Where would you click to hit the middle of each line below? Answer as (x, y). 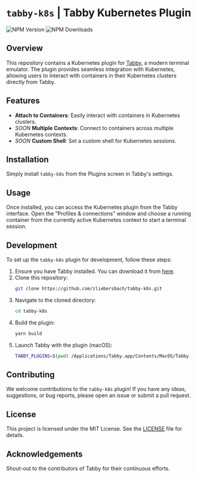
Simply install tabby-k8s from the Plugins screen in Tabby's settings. (90, 174)
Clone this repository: (41, 278)
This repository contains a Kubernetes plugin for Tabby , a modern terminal (98, 62)
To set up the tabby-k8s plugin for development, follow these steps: (89, 260)
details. (15, 435)
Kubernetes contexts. (41, 134)
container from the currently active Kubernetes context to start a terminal (96, 220)
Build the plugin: (35, 322)
